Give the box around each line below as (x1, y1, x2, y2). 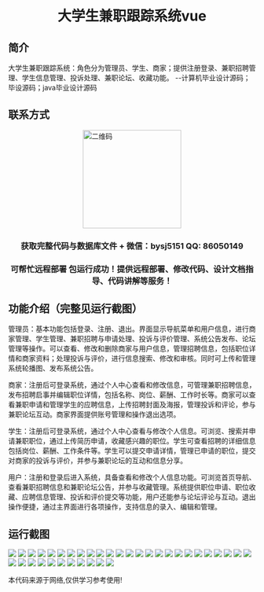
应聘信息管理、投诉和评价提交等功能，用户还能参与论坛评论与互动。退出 (21, 492, 256, 502)
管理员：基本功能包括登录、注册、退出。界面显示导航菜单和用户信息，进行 (8, 324, 249, 334)
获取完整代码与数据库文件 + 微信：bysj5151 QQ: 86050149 (20, 241, 244, 252)
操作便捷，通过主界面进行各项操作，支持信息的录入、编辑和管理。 (8, 502, 222, 512)
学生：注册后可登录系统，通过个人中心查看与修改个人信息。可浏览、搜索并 (8, 426, 249, 436)
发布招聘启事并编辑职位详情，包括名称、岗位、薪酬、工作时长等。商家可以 (8, 390, 249, 399)
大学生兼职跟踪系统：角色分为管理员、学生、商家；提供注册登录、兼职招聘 (8, 64, 249, 72)
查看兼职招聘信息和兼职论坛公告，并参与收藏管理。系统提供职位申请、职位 (8, 483, 249, 492)
